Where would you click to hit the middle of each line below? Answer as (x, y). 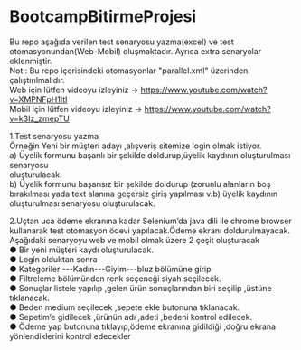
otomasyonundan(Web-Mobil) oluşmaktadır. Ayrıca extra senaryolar (136, 51)
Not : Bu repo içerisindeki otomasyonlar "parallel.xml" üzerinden (129, 71)
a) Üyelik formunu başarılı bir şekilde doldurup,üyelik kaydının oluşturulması (150, 155)
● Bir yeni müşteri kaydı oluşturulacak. (81, 250)
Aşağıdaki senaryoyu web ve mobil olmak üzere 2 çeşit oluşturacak (135, 240)
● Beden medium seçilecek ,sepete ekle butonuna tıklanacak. (125, 307)
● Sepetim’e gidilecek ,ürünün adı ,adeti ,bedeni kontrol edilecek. (131, 317)
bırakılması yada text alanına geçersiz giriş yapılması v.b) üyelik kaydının (144, 194)
